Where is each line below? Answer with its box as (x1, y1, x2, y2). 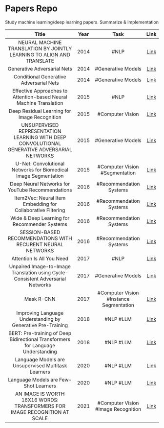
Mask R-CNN (24, 295, 56, 302)
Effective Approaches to (12, 87, 68, 94)
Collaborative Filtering (14, 207, 65, 214)
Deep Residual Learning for (8, 107, 72, 114)
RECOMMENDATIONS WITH (7, 235, 72, 241)
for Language (24, 342, 56, 349)
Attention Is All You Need (11, 255, 68, 262)
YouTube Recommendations (7, 187, 72, 193)
